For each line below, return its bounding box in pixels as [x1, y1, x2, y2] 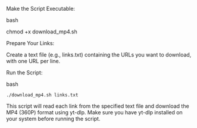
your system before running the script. [6, 115, 101, 122]
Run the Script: [6, 69, 43, 76]
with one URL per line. [6, 58, 61, 64]
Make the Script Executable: [6, 5, 76, 12]
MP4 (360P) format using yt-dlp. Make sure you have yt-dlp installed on [6, 109, 183, 115]
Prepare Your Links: [6, 40, 55, 46]
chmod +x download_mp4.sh [6, 28, 77, 35]
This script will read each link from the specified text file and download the [6, 102, 189, 110]
